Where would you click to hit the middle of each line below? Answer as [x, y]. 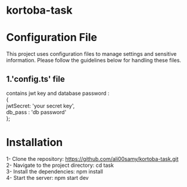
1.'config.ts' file [36, 79]
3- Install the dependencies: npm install [54, 171]
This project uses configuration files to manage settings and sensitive [91, 54]
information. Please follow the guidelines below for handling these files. [94, 61]
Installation [35, 142]
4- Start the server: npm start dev [48, 178]
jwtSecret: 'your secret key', [40, 106]
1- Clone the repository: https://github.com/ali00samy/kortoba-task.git [92, 159]
